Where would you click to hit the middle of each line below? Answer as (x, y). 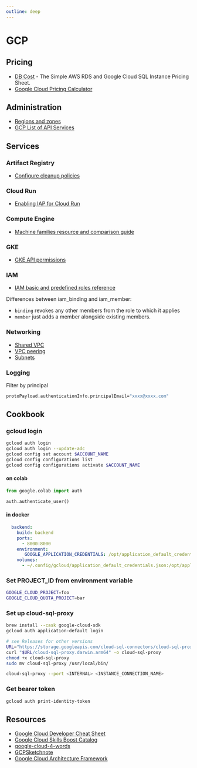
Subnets (25, 357)
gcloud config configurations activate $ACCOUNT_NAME (73, 465)
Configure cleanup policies (47, 176)
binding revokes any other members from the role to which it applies (97, 311)
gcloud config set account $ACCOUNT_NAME (57, 454)
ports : (25, 538)
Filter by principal (27, 385)
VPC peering (30, 351)
